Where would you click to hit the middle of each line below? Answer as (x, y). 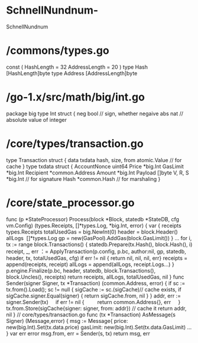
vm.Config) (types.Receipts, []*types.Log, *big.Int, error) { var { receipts (94, 225)
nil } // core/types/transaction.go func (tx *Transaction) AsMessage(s (91, 315)
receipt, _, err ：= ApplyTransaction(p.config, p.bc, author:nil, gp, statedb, (96, 251)
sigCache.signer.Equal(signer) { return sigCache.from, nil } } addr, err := (94, 296)
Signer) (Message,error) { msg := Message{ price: (67, 321)
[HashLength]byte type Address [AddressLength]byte (72, 73)
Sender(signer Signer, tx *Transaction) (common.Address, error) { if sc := (96, 283)
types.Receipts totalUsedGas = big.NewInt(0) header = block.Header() (92, 232)
